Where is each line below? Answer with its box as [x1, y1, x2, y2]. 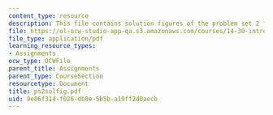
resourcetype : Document [8, 79, 89, 87]
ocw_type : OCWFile [8, 57, 71, 66]
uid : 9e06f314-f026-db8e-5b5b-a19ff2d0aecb [8, 95, 158, 103]
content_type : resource [8, 11, 89, 20]
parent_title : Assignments [8, 65, 100, 73]
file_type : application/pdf [8, 34, 104, 43]
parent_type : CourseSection [8, 72, 104, 80]
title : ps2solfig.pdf [8, 87, 82, 96]
